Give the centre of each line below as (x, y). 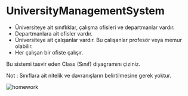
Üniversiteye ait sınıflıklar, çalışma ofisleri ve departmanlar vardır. (95, 27)
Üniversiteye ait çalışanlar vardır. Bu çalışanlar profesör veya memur (98, 40)
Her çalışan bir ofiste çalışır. (49, 52)
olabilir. (24, 46)
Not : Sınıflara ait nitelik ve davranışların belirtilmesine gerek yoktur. (89, 75)
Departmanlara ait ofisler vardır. (54, 33)
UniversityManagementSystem (86, 11)
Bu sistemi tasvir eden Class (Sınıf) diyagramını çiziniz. (73, 64)
